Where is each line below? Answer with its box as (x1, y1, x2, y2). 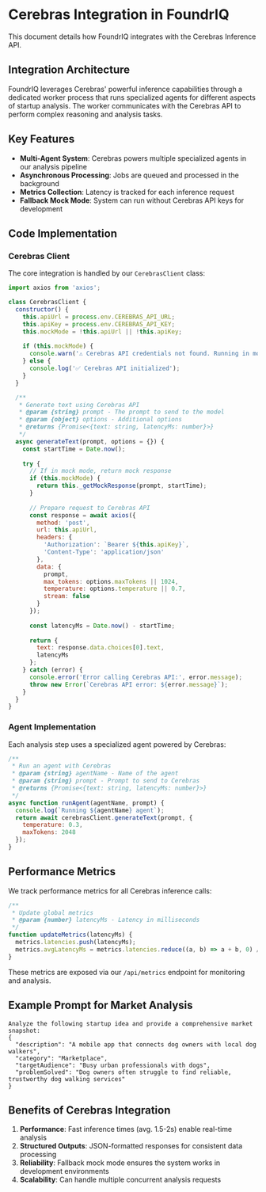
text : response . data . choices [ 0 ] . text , (36, 644, 165, 652)
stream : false (43, 592, 90, 600)
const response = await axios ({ (28, 511, 136, 520)
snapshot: (8, 1026, 41, 1034)
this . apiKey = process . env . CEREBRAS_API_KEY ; (22, 320, 176, 328)
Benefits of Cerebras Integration (8, 1103, 171, 1117)
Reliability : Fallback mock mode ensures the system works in (19, 1158, 221, 1167)
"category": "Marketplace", (15, 1054, 108, 1062)
